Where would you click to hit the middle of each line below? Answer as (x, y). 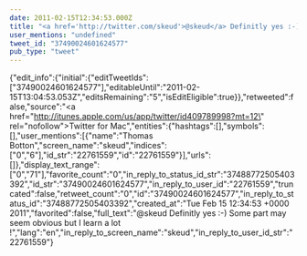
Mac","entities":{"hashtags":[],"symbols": (187, 126)
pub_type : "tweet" (44, 52)
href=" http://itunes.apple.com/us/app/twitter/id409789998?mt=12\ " (137, 117)
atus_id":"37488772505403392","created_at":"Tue (105, 204)
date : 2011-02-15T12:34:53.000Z (71, 18)
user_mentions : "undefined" (63, 35)
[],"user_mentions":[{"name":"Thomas (81, 136)
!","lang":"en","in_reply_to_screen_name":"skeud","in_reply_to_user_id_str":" (151, 232)
